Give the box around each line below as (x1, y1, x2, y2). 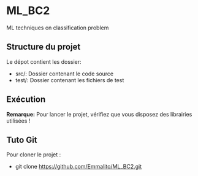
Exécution (6, 94, 46, 105)
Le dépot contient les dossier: (6, 58, 82, 65)
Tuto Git (6, 134, 38, 145)
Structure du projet (6, 42, 81, 52)
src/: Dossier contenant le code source (15, 70, 114, 77)
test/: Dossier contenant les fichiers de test (15, 76, 124, 83)
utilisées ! (6, 117, 31, 124)
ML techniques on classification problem (6, 24, 109, 31)
